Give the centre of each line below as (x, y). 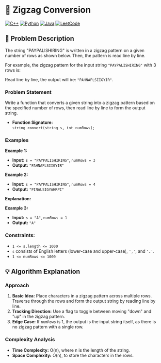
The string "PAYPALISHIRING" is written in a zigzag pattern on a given (75, 50)
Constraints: (20, 235)
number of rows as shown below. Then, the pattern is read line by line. (75, 55)
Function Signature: (32, 122)
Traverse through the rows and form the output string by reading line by (84, 301)
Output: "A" (24, 223)
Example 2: (16, 175)
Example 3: (16, 208)
